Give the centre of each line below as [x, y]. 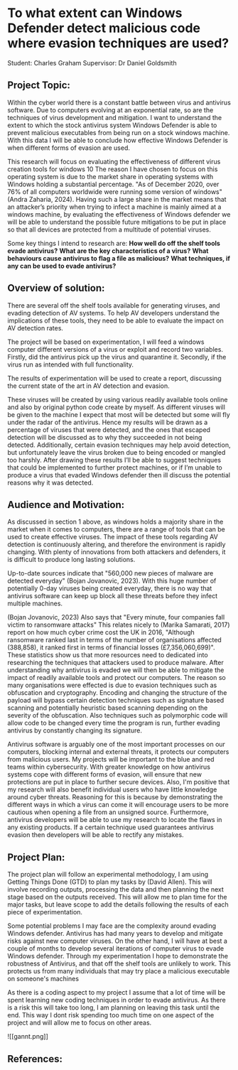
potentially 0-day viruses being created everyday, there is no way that [110, 588]
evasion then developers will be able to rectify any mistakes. [96, 835]
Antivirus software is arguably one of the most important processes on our [117, 745]
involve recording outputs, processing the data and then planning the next [115, 890]
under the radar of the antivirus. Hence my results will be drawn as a [108, 422]
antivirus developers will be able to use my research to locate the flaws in [115, 820]
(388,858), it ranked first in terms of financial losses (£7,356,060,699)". [111, 647]
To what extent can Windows [95, 13]
